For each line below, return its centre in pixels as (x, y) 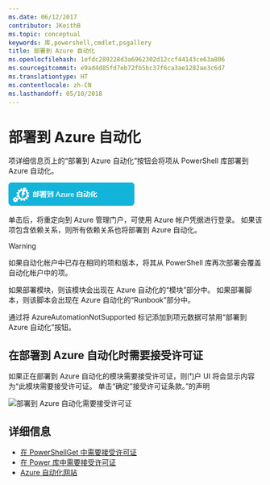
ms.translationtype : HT (48, 77)
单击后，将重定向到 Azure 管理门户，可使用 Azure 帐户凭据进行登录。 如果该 (135, 220)
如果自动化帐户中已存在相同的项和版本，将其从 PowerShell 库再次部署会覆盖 (135, 263)
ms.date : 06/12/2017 (43, 17)
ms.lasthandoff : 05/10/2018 (56, 94)
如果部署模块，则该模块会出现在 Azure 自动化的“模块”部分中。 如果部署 (127, 290)
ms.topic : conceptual (45, 34)
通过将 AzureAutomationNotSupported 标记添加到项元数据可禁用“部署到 (128, 317)
